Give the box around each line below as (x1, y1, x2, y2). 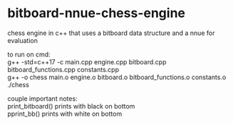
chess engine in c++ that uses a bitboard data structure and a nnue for (7, 29, 215, 37)
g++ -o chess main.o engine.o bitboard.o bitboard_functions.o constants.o (7, 73, 227, 81)
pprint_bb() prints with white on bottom (7, 109, 123, 118)
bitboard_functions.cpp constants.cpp (7, 65, 120, 74)
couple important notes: (7, 94, 78, 103)
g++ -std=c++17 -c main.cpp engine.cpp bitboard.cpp (7, 57, 167, 66)
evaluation (7, 36, 38, 44)
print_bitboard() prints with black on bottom (7, 101, 135, 110)
